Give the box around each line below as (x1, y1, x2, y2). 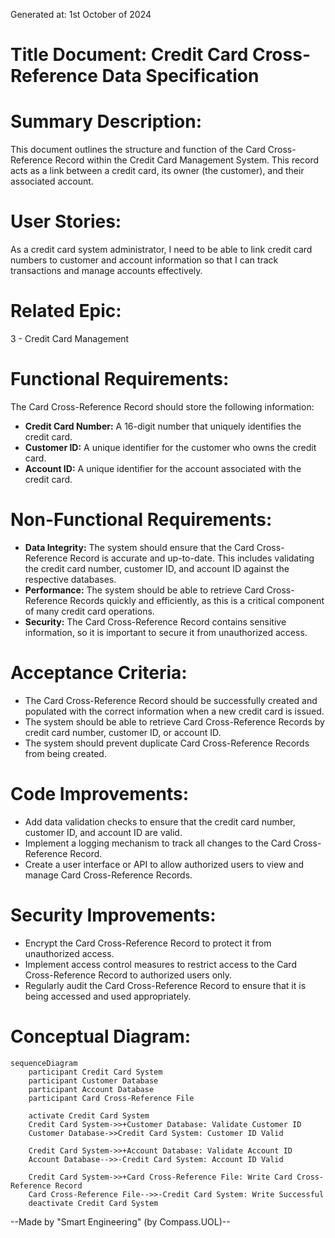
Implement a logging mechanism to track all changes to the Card (24, 837, 292, 849)
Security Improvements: (10, 904, 217, 926)
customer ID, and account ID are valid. (24, 826, 183, 838)
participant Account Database (28, 1084, 155, 1094)
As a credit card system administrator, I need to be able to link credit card (10, 244, 313, 256)
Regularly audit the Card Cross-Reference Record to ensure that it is (24, 979, 307, 991)
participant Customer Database (28, 1075, 159, 1086)
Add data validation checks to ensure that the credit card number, (24, 815, 296, 828)
